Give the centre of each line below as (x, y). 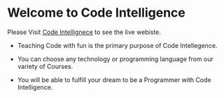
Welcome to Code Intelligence (96, 13)
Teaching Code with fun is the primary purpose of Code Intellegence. (117, 45)
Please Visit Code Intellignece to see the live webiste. (84, 32)
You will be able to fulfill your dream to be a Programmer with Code (114, 80)
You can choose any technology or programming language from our (115, 59)
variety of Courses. (45, 66)
